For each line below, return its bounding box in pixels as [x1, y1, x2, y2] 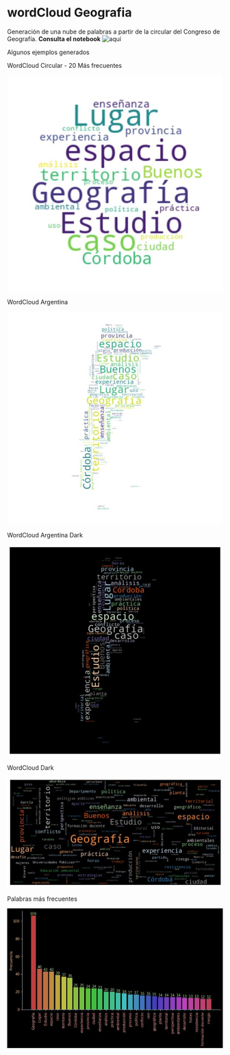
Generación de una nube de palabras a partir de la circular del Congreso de [7, 27, 220, 36]
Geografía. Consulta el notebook [7, 34, 101, 43]
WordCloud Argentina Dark [7, 531, 84, 539]
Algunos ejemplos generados [7, 48, 90, 56]
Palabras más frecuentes [7, 895, 77, 903]
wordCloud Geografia [7, 5, 132, 21]
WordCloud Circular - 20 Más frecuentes [7, 61, 122, 69]
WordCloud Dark [7, 764, 55, 772]
